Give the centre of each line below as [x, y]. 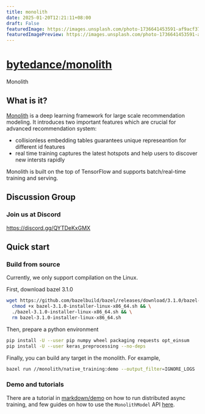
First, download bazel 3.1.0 [40, 290]
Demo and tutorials [35, 385]
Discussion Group [41, 197]
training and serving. [32, 178]
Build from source [33, 264]
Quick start [28, 247]
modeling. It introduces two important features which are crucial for [91, 122]
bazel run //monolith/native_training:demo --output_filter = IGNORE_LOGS [101, 369]
